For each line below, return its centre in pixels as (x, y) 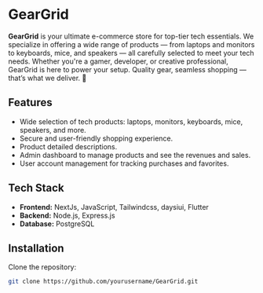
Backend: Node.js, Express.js (67, 215)
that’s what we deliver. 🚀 (47, 78)
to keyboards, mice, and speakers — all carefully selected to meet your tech (131, 53)
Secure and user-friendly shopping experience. (96, 138)
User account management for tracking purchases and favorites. (124, 163)
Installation (36, 248)
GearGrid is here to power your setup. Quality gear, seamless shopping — (128, 69)
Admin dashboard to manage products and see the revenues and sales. (135, 155)
